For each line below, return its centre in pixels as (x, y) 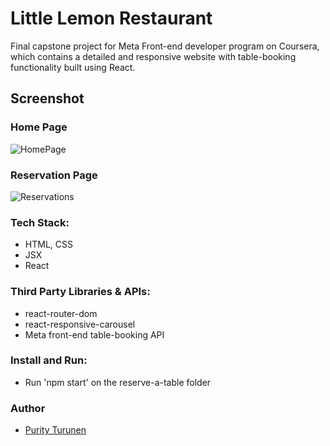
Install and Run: (49, 360)
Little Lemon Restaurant (111, 18)
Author (28, 408)
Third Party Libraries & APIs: (80, 292)
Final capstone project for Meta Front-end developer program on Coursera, (165, 46)
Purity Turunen (55, 430)
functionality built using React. (73, 67)
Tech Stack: (40, 222)
